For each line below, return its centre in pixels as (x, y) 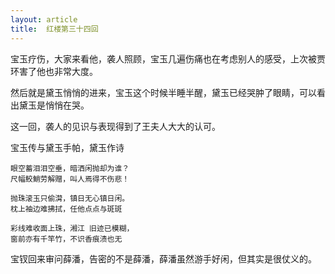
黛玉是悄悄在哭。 (54, 105)
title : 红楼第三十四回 (54, 29)
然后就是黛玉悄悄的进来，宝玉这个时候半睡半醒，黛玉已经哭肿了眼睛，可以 (163, 92)
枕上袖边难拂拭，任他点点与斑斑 (66, 209)
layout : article (44, 19)
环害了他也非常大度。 (54, 71)
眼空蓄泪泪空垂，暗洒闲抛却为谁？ (70, 168)
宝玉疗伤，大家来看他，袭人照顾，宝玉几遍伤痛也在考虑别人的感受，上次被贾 (168, 58)
